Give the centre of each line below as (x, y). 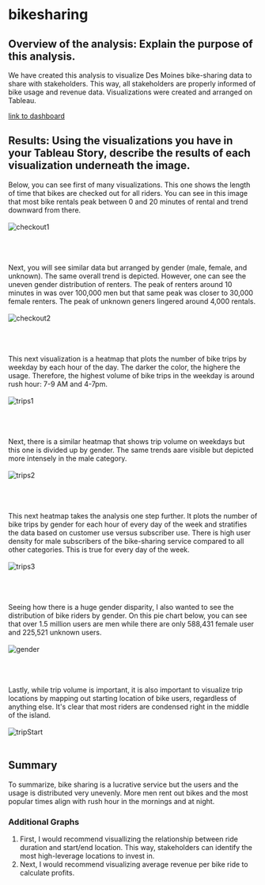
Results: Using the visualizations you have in (121, 141)
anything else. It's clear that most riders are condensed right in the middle (129, 707)
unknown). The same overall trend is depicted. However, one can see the (127, 276)
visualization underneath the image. (99, 165)
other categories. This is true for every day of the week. (99, 550)
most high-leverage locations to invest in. (87, 856)
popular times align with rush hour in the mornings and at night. (112, 801)
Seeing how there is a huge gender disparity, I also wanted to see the (121, 607)
